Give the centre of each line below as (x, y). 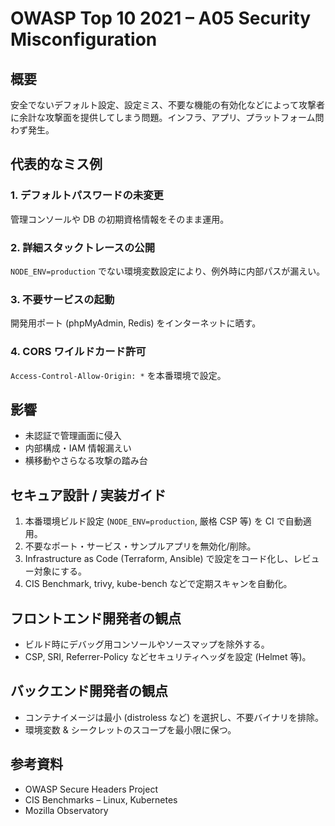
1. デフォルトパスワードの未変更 (87, 195)
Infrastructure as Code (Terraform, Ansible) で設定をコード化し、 (159, 559)
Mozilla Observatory (66, 810)
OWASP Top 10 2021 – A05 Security (161, 18)
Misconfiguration (84, 39)
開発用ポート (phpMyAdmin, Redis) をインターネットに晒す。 (136, 323)
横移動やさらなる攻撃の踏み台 (86, 461)
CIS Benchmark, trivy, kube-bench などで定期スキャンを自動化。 (158, 584)
